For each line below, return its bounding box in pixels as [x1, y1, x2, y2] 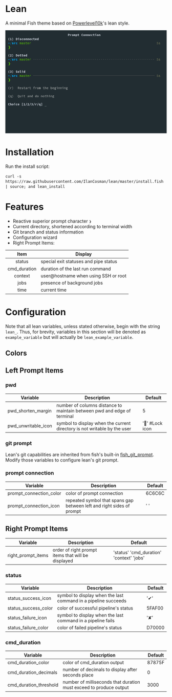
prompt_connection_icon [7, 503, 60, 509]
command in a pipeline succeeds [57, 598, 127, 604]
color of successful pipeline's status [57, 605, 133, 611]
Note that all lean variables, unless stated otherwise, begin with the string [5, 323, 160, 329]
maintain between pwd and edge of [56, 407, 131, 413]
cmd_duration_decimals [7, 669, 58, 676]
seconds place [62, 672, 94, 678]
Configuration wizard [12, 234, 57, 241]
